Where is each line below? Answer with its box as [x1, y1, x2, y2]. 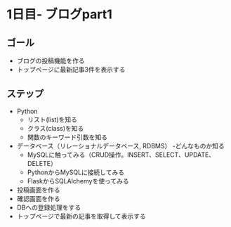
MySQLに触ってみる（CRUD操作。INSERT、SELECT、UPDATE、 [27, 150, 216, 159]
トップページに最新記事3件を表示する [16, 65, 126, 74]
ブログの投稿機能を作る [16, 57, 85, 65]
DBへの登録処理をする [16, 203, 81, 212]
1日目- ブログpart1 [6, 6, 113, 22]
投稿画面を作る [16, 186, 60, 194]
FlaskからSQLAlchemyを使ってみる [27, 176, 129, 185]
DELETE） [27, 159, 57, 167]
